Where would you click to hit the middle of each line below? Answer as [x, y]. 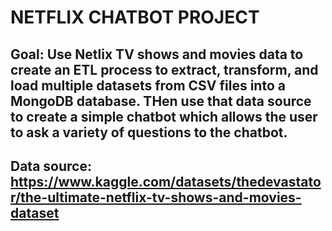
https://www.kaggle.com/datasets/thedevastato [166, 181]
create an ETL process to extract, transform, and [164, 69]
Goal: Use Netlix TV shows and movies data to [157, 54]
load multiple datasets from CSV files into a [148, 85]
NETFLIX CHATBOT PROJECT [135, 17]
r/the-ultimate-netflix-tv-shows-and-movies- [156, 197]
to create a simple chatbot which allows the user [164, 116]
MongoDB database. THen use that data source [161, 101]
